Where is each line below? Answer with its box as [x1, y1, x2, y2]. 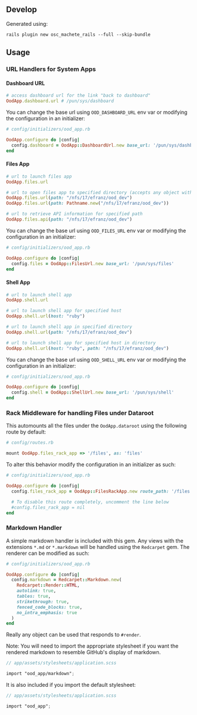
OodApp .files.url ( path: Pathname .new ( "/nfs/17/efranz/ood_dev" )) [6, 201, 169, 206]
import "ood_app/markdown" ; [6, 671, 75, 677]
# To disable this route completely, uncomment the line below [11, 499, 169, 505]
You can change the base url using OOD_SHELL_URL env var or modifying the [6, 356, 186, 363]
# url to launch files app [6, 173, 72, 179]
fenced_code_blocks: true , [16, 604, 83, 610]
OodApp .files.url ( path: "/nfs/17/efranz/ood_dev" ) [6, 195, 133, 201]
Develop [6, 5, 37, 15]
